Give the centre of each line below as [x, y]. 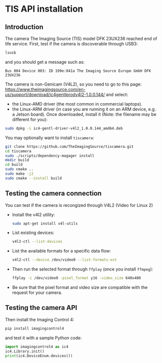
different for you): [30, 119]
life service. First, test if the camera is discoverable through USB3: [72, 44]
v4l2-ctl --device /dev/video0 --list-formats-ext [64, 260]
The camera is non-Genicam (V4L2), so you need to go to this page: [73, 84]
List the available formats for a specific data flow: [61, 251]
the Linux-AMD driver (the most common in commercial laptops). [77, 104]
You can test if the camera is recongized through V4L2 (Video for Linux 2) [79, 205]
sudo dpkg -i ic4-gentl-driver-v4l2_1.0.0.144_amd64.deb [64, 128]
